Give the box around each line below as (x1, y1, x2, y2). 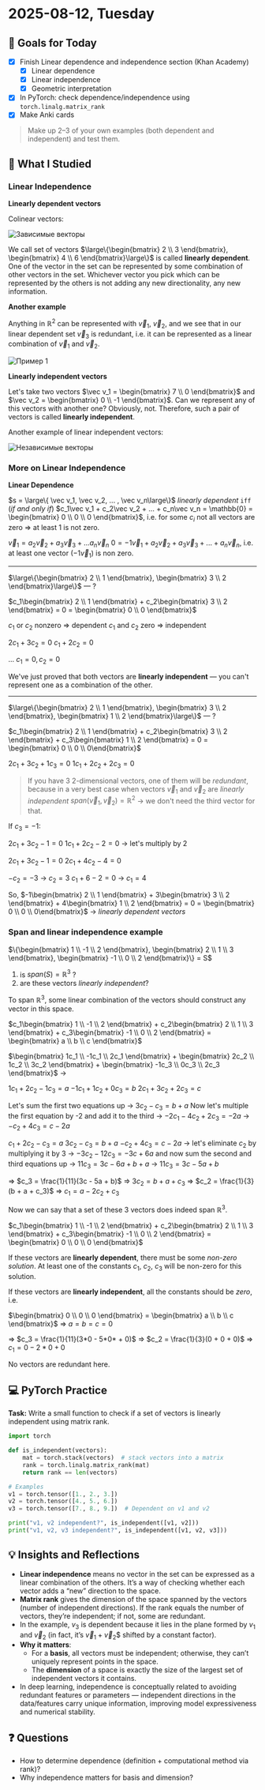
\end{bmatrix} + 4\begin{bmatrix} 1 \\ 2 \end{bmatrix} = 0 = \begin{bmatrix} (8, 898, 255, 908)
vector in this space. (8, 1004, 75, 1013)
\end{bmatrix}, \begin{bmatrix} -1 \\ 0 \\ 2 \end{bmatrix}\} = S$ (8, 953, 213, 962)
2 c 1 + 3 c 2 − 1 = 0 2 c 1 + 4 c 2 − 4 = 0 (8, 856, 122, 867)
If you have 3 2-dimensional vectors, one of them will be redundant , (27, 776, 248, 785)
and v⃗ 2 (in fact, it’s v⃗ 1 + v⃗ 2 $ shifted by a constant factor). (19, 1630, 217, 1641)
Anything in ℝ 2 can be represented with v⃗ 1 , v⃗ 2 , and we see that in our (8, 318, 242, 330)
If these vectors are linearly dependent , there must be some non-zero (8, 1253, 238, 1262)
